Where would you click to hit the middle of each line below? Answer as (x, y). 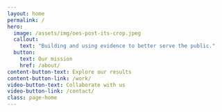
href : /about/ (40, 65)
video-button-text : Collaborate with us (67, 85)
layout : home (26, 14)
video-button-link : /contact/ (51, 91)
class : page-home (32, 98)
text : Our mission (46, 59)
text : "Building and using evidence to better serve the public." (118, 46)
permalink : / (26, 20)
